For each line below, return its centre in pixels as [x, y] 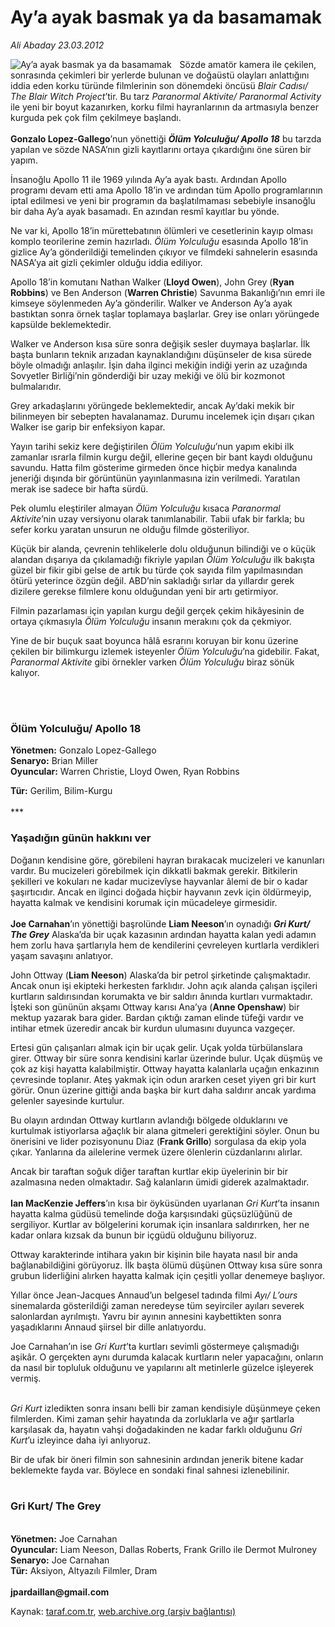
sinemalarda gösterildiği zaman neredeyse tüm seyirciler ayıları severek [157, 1305]
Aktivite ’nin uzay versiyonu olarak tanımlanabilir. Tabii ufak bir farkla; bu [157, 518]
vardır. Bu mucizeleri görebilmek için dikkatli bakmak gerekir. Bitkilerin [154, 870]
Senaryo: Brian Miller [54, 761]
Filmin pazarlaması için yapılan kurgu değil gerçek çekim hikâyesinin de [157, 610]
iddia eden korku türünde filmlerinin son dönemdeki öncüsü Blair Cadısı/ [159, 85]
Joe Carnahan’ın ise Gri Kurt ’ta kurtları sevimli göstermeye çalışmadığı [155, 1346]
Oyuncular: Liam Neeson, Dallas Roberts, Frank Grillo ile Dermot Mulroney [164, 1549]
